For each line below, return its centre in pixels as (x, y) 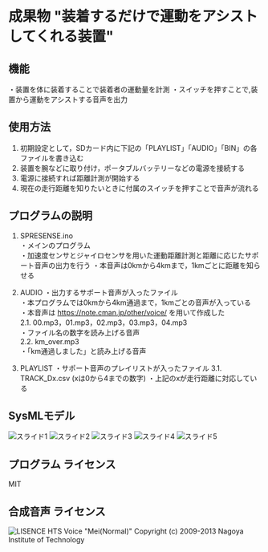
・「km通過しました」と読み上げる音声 (83, 351)
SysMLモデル (42, 416)
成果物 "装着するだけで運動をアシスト (133, 16)
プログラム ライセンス (62, 464)
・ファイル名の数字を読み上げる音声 (80, 332)
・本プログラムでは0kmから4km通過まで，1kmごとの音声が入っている (135, 302)
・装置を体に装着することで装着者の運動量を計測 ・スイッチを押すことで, (130, 89)
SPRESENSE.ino (47, 235)
